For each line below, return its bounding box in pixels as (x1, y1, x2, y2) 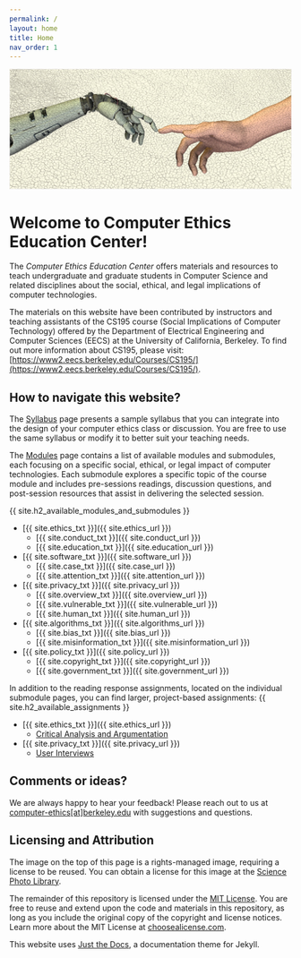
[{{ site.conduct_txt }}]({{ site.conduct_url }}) (35, 533, 202, 543)
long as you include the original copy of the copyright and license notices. (9, 911, 282, 922)
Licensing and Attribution (9, 833, 154, 848)
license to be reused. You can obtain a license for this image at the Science (9, 866, 288, 877)
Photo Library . (9, 876, 62, 886)
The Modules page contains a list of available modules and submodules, (9, 450, 276, 461)
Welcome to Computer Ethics (9, 212, 231, 233)
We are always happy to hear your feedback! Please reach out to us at (9, 797, 269, 808)
